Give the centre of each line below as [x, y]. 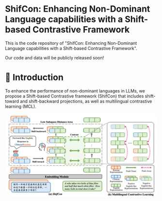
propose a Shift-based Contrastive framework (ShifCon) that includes [74, 96]
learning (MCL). [21, 106]
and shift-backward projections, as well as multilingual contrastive [86, 101]
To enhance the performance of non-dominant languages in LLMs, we [75, 91]
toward [12, 101]
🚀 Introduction [34, 78]
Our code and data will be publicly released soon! [55, 57]
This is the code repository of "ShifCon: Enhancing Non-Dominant [71, 43]
